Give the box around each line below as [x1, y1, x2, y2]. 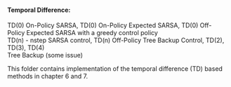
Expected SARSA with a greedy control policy [26, 29, 158, 37]
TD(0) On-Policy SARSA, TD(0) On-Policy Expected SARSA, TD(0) [7, 21, 199, 29]
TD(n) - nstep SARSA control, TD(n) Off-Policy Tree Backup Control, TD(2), [7, 36, 225, 45]
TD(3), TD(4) [7, 43, 45, 52]
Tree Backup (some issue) [7, 51, 83, 60]
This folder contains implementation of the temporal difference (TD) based [7, 65, 223, 73]
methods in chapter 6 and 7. [7, 72, 88, 81]
